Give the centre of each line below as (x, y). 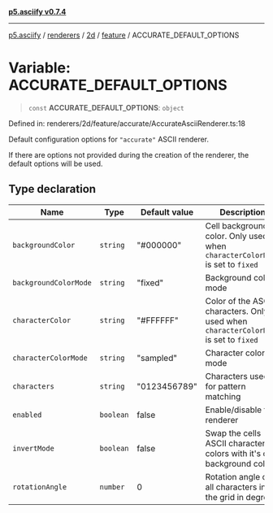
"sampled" (157, 358)
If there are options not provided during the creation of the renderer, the (129, 154)
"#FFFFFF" (158, 320)
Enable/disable (234, 410)
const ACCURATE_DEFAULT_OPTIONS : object (106, 107)
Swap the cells (233, 433)
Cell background (236, 225)
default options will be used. (56, 163)
